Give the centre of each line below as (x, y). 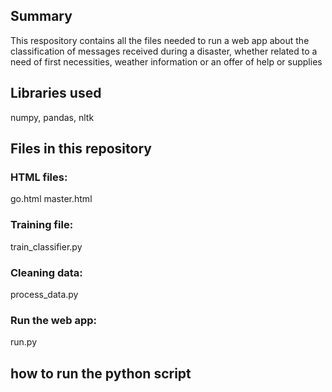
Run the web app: (54, 320)
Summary (41, 16)
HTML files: (39, 177)
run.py (24, 342)
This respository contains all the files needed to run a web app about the (160, 40)
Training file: (42, 225)
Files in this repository (81, 149)
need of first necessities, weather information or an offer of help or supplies (166, 61)
